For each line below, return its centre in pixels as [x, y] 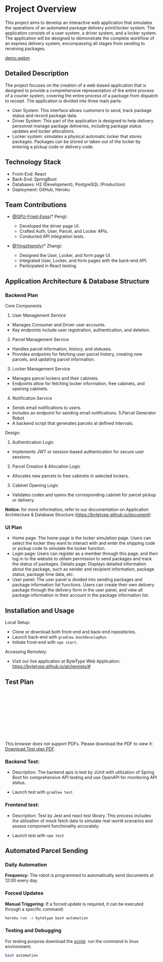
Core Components [24, 306]
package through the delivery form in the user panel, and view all [77, 590]
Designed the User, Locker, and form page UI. [65, 255]
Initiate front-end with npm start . [45, 642]
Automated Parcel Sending [47, 851]
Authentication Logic [33, 442]
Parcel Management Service [40, 340]
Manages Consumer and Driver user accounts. [59, 325]
